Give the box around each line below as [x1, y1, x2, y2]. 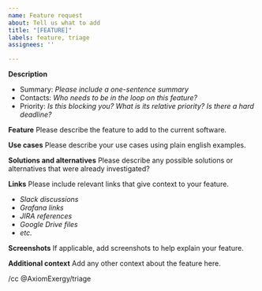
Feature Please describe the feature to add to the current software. [8, 125, 227, 135]
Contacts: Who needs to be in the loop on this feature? [19, 93, 198, 103]
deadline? [19, 110, 52, 119]
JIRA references [19, 211, 73, 221]
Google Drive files [19, 220, 78, 229]
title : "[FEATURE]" [8, 26, 73, 34]
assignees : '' [8, 41, 55, 49]
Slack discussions [19, 195, 79, 204]
